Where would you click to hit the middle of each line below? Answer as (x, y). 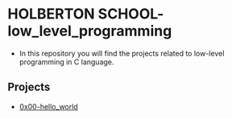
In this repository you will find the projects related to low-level (122, 53)
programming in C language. (66, 62)
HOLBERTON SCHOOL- (86, 14)
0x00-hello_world (48, 106)
